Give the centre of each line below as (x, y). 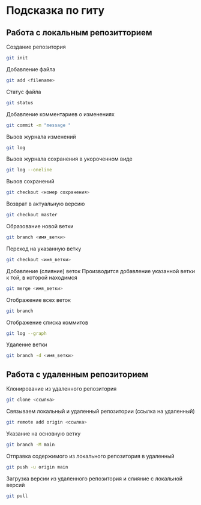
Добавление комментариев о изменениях (61, 114)
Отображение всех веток (38, 300)
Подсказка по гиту (55, 10)
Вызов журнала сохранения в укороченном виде (70, 159)
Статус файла (24, 92)
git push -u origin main (37, 467)
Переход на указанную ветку (44, 249)
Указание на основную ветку (43, 433)
